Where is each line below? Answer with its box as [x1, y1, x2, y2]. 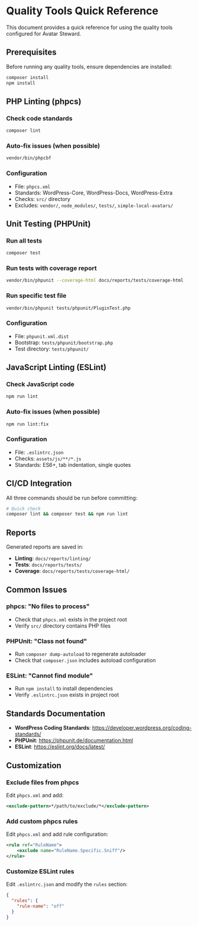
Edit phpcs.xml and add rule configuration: [6, 830, 108, 838]
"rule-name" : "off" [17, 903, 65, 909]
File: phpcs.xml [14, 183, 51, 190]
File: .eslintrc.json [14, 448, 64, 456]
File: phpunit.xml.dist [14, 332, 69, 339]
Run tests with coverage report [6, 264, 97, 272]
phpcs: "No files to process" [6, 602, 90, 610]
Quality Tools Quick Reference [6, 4, 158, 18]
